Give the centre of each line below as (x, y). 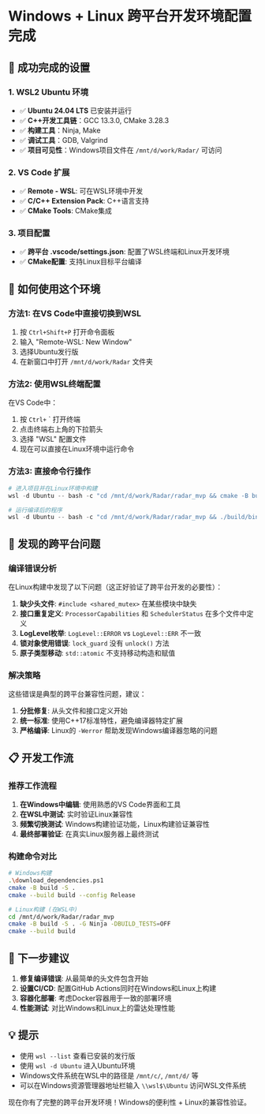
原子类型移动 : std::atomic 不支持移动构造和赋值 (97, 652)
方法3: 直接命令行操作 (50, 472)
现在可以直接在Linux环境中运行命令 (77, 449)
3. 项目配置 (29, 234)
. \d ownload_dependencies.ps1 (56, 880)
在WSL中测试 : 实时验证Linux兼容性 (76, 814)
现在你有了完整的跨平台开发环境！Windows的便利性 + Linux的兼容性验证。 (129, 1102)
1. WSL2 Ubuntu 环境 (49, 92)
